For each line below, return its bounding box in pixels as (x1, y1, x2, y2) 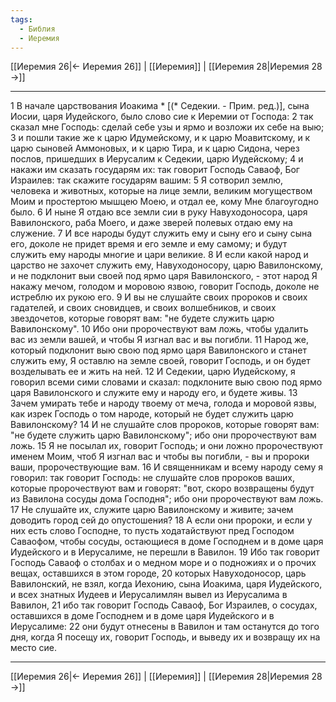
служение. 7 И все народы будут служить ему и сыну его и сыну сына (10, 227, 313, 240)
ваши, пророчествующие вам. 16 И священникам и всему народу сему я (10, 461, 323, 473)
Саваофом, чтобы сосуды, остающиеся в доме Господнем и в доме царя (10, 536, 324, 548)
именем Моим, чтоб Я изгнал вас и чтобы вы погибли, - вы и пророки (10, 451, 310, 463)
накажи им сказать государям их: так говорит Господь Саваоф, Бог (10, 164, 300, 176)
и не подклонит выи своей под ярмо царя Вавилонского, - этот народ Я (10, 270, 318, 282)
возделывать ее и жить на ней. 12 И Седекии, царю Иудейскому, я (10, 366, 296, 378)
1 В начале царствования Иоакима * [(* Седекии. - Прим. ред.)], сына (10, 100, 310, 112)
